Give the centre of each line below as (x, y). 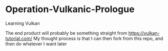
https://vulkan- (144, 33)
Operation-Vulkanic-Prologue (70, 9)
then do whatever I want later (36, 43)
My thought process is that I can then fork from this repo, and (98, 38)
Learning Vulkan (23, 23)
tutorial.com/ (19, 38)
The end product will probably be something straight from (66, 33)
